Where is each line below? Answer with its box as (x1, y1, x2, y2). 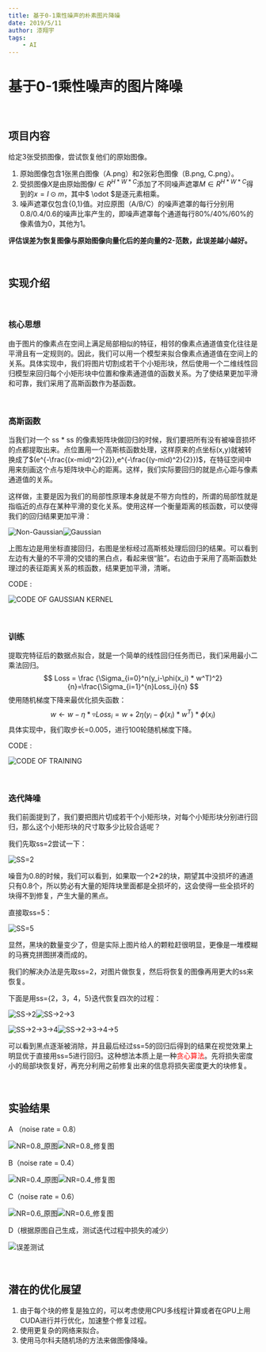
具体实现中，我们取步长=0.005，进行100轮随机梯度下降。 (8, 725, 196, 734)
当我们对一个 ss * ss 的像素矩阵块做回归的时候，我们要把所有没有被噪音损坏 (8, 435, 256, 444)
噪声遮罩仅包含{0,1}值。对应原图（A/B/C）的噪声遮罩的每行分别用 (19, 199, 235, 209)
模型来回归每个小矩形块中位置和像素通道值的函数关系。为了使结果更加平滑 (14, 368, 258, 377)
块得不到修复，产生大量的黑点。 (8, 890, 112, 900)
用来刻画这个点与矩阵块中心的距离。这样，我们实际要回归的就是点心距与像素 (8, 465, 258, 474)
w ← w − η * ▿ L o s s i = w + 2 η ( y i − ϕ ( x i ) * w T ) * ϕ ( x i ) (50, 708, 216, 721)
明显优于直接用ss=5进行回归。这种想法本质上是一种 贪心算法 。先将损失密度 (8, 1051, 253, 1060)
